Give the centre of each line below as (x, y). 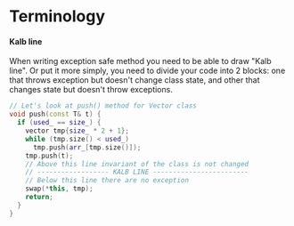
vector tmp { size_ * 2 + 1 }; (77, 131)
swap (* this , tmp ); (59, 189)
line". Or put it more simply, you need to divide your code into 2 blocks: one (147, 71)
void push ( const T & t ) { (55, 114)
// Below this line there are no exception (107, 181)
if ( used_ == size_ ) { (59, 123)
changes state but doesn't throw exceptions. (91, 90)
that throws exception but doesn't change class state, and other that (135, 80)
